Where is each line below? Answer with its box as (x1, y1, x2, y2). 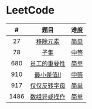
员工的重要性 (30, 60, 66, 68)
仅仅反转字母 (30, 81, 66, 90)
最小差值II (34, 70, 62, 78)
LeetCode (6, 4, 54, 17)
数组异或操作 (30, 93, 66, 101)
